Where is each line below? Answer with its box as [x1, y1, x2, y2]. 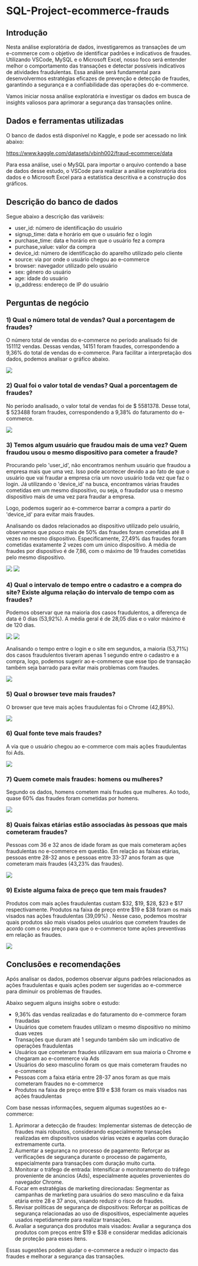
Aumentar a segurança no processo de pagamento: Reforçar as [14, 1147, 170, 1154]
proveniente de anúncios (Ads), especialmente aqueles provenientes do [14, 1172, 190, 1179]
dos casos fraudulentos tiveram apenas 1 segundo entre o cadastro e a [6, 651, 179, 658]
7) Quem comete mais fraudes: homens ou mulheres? [6, 775, 163, 783]
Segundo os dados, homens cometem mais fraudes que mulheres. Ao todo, [6, 789, 190, 796]
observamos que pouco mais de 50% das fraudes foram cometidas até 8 [6, 528, 184, 535]
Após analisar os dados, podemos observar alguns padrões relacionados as [6, 975, 191, 982]
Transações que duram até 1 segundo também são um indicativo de [14, 1036, 180, 1043]
